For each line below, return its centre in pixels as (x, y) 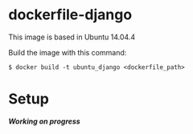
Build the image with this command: (68, 52)
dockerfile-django (70, 15)
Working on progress (44, 121)
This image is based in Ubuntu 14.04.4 (72, 37)
